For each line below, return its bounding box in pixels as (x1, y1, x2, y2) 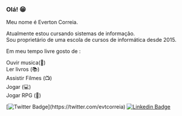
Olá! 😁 (6, 5, 26, 14)
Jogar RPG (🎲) (6, 92, 41, 99)
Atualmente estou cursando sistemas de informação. (6, 30, 135, 37)
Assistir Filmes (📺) (6, 75, 52, 82)
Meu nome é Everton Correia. (6, 19, 78, 26)
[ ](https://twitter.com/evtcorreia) (6, 103, 126, 111)
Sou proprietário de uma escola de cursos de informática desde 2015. (6, 37, 177, 44)
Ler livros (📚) (6, 66, 40, 73)
